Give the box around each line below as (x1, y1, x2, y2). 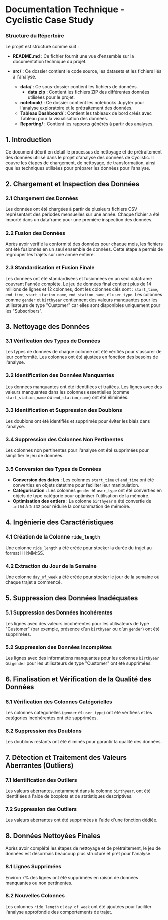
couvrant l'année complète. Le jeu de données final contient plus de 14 (5, 281, 152, 287)
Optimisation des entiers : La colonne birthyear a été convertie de (12, 498, 152, 504)
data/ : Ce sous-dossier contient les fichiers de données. (20, 84, 138, 90)
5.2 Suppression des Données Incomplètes (5, 644, 112, 651)
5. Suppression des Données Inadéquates (5, 594, 138, 602)
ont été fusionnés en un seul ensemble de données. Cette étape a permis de (5, 246, 163, 252)
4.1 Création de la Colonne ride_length (5, 533, 100, 540)
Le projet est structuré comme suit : (5, 44, 79, 50)
